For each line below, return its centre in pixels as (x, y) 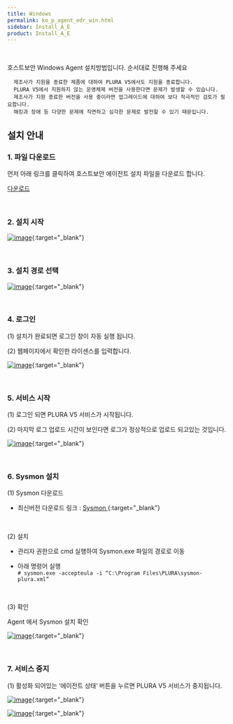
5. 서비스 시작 (29, 398)
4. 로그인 (22, 320)
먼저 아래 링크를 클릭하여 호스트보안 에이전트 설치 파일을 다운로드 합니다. (106, 173)
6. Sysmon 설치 (33, 477)
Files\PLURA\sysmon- (173, 573)
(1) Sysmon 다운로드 (36, 493)
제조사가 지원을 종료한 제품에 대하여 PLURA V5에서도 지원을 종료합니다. (104, 82)
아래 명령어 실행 (39, 566)
